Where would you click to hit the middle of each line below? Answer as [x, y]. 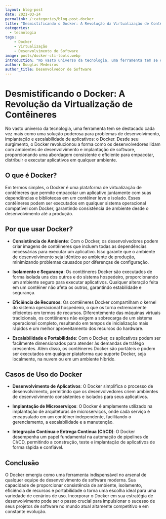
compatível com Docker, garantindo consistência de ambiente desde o [77, 208]
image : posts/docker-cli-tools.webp [43, 56]
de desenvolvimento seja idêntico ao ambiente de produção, [74, 257]
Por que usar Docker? [39, 229]
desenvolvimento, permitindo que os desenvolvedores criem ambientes [85, 392]
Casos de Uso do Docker [44, 374]
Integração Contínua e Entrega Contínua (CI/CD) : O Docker [74, 432]
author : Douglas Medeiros [32, 65]
